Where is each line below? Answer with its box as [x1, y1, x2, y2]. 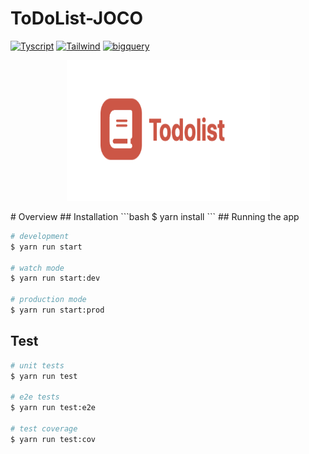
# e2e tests [10, 392, 60, 402]
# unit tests [10, 360, 65, 371]
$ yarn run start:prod [10, 305, 105, 316]
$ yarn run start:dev [10, 273, 101, 284]
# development [10, 231, 70, 241]
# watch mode [10, 263, 65, 273]
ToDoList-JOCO [10, 7, 144, 30]
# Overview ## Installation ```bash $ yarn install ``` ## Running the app [10, 210, 300, 222]
